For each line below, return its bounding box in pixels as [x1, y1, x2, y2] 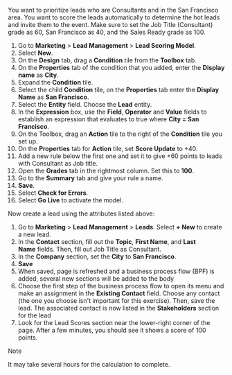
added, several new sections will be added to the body [17, 274, 175, 283]
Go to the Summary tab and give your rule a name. [17, 174, 163, 182]
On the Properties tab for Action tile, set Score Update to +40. [17, 145, 198, 152]
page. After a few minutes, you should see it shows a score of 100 [17, 326, 206, 334]
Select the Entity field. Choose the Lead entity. [17, 101, 152, 108]
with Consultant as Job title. [17, 159, 98, 167]
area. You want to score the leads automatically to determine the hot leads [8, 13, 220, 21]
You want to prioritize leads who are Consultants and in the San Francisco [8, 6, 219, 14]
